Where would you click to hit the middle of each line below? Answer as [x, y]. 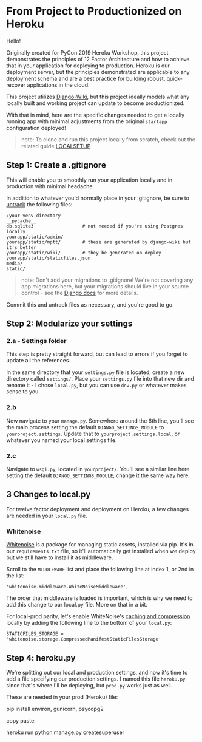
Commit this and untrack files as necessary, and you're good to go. [90, 304]
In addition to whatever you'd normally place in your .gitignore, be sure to [98, 198]
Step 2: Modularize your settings [69, 324]
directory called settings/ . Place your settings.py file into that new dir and [100, 379]
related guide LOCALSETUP [56, 146]
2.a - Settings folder [36, 341]
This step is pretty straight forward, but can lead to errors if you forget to [97, 354]
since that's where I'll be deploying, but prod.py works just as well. [89, 685]
